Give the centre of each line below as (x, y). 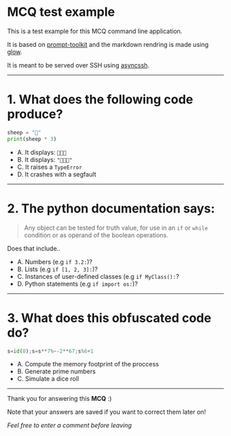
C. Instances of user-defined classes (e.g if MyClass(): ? (98, 276)
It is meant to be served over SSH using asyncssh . (78, 65)
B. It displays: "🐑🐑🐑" (45, 159)
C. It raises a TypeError (49, 167)
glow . (15, 52)
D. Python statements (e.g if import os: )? (77, 284)
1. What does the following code (100, 100)
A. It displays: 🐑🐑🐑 (42, 152)
